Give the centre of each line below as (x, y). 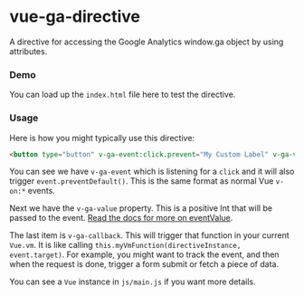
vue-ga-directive (75, 17)
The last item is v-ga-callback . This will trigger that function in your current (149, 235)
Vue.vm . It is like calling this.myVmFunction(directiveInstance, (125, 245)
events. (42, 191)
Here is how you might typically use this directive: (102, 138)
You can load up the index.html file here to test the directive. (123, 95)
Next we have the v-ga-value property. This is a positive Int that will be (141, 208)
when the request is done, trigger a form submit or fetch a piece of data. (144, 264)
